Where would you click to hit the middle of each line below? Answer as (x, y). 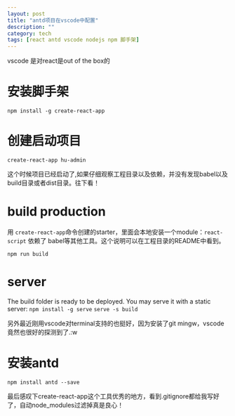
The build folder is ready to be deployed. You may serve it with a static (109, 301)
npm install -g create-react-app (56, 111)
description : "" (31, 27)
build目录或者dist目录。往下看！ (54, 183)
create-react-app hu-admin (47, 160)
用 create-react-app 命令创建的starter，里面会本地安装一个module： (106, 232)
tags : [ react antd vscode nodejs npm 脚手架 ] (73, 40)
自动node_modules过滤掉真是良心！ (72, 405)
